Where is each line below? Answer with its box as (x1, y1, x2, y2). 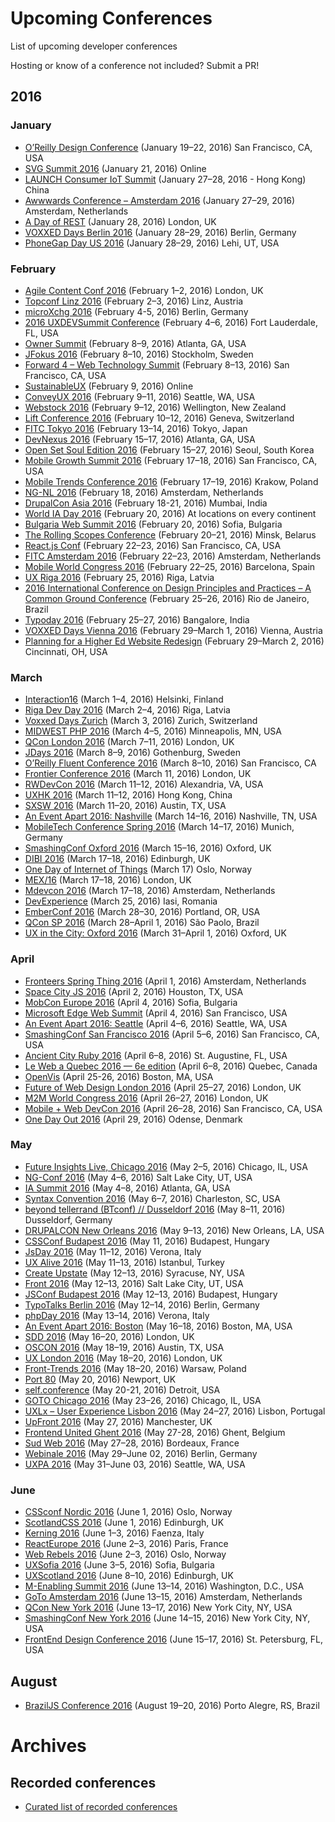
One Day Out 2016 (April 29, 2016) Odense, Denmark (24, 1113, 243, 1125)
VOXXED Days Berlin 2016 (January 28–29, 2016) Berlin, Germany (24, 226, 297, 238)
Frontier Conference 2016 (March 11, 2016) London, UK (24, 768, 252, 780)
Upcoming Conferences (10, 7, 213, 30)
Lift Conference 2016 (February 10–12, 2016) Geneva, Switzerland (24, 412, 295, 424)
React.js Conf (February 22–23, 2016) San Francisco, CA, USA (24, 539, 282, 551)
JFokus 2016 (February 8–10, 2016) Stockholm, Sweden (24, 348, 254, 360)
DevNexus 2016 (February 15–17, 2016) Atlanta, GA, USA (24, 433, 256, 445)
